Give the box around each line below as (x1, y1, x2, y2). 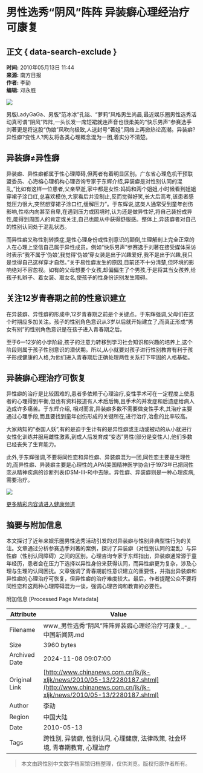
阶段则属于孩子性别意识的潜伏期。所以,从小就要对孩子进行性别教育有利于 (6, 346, 188, 353)
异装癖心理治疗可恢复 (6, 373, 86, 383)
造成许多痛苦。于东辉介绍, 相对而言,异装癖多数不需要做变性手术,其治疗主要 (6, 405, 193, 412)
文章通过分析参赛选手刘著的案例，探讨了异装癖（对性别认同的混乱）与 (16, 545, 192, 552)
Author (9, 702, 29, 710)
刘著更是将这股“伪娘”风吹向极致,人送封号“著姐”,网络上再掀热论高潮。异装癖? (6, 126, 196, 133)
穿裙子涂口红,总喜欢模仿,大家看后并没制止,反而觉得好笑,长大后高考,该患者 (6, 192, 189, 200)
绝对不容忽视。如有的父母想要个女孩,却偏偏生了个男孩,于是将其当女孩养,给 (11, 266, 196, 273)
